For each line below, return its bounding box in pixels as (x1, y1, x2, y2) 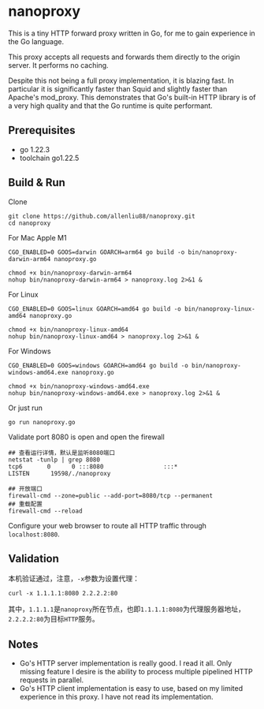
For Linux (8, 289, 39, 299)
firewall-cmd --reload (8, 507, 83, 515)
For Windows (8, 346, 51, 356)
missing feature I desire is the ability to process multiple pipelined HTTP (19, 667, 254, 677)
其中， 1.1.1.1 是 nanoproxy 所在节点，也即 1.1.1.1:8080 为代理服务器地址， (8, 604, 246, 614)
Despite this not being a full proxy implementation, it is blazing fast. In (8, 76, 234, 85)
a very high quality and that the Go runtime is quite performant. (8, 101, 213, 110)
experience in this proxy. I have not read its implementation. (19, 692, 214, 702)
